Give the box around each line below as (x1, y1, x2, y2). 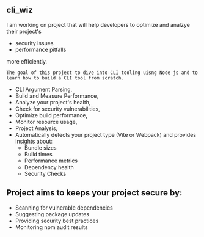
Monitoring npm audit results (15, 223, 88, 231)
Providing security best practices (15, 217, 99, 224)
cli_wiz (6, 5, 34, 15)
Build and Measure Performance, (15, 92, 99, 100)
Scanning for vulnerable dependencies (15, 204, 113, 211)
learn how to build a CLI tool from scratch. (6, 75, 124, 81)
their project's (6, 27, 42, 35)
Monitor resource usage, (15, 118, 78, 125)
